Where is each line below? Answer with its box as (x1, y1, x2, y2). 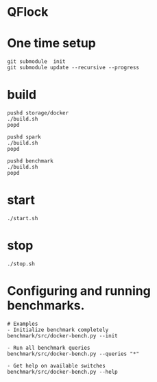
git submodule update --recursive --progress (7, 64, 139, 71)
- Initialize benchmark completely (7, 326, 109, 333)
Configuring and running (7, 283, 151, 299)
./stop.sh (7, 260, 36, 267)
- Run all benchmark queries (7, 344, 90, 351)
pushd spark (7, 134, 41, 141)
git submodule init (7, 58, 67, 65)
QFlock (7, 4, 49, 20)
